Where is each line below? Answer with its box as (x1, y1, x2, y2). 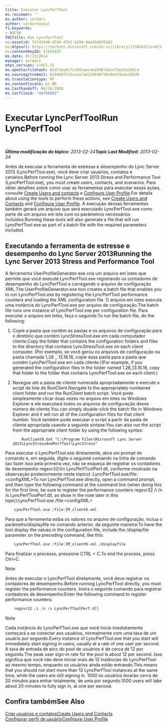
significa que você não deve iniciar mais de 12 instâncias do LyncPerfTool (5, 656, 157, 662)
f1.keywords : (5, 26, 32, 31)
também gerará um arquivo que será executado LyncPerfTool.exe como (5, 206, 153, 212)
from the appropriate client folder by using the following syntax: (12, 427, 144, 433)
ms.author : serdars (5, 16, 46, 21)
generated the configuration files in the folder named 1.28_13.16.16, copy (12, 364, 160, 371)
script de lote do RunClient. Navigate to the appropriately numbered (12, 385, 151, 391)
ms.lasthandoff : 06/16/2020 (5, 86, 64, 91)
